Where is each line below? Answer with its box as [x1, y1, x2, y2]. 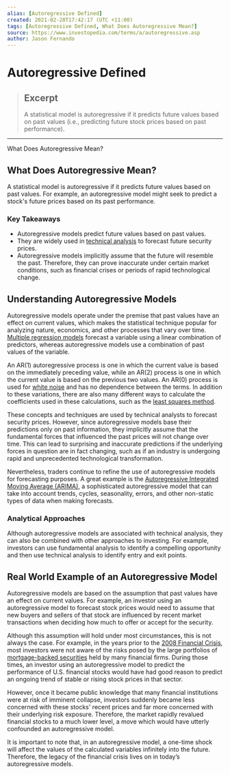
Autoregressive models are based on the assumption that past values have [7, 589, 218, 598]
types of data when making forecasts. [7, 497, 114, 505]
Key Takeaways [7, 214, 61, 223]
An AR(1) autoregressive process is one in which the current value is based [7, 361, 219, 370]
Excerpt [23, 92, 58, 103]
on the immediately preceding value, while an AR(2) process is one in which [7, 368, 221, 377]
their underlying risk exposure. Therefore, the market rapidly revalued [7, 710, 204, 719]
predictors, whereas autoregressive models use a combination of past [7, 340, 205, 349]
